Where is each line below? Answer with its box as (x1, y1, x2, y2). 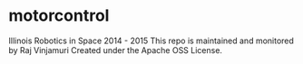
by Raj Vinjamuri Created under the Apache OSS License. (8, 44, 223, 55)
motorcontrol (8, 5, 110, 26)
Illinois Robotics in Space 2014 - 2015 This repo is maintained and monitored (8, 35, 294, 46)
